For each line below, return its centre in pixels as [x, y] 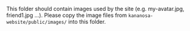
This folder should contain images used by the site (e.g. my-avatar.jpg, [96, 9]
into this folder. [87, 22]
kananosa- [141, 16]
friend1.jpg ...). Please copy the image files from [67, 15]
